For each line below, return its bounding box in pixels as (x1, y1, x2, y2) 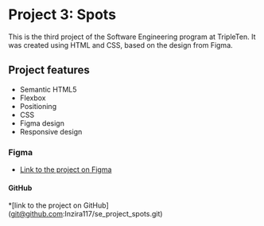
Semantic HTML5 (19, 84, 77, 94)
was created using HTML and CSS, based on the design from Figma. (8, 40, 233, 49)
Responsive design (19, 127, 83, 136)
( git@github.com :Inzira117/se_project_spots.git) (8, 209, 163, 219)
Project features (8, 64, 90, 77)
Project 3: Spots (8, 6, 117, 24)
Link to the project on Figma (19, 165, 112, 174)
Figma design (19, 118, 65, 128)
